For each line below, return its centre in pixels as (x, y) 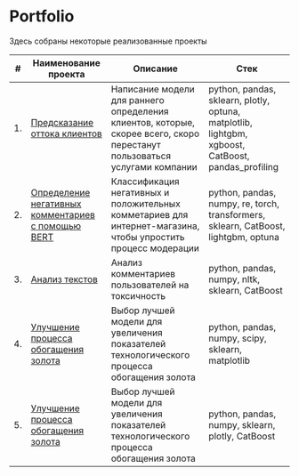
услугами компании (154, 166)
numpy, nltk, (234, 279)
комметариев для (149, 214)
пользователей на (150, 285)
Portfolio (42, 16)
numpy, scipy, (238, 338)
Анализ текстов (64, 279)
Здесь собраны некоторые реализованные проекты (108, 41)
